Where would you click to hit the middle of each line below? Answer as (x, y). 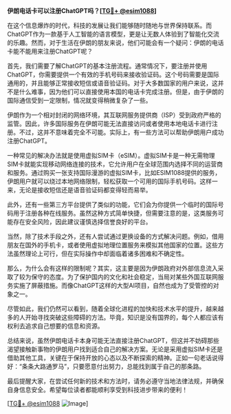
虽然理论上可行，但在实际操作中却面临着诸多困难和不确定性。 (100, 253)
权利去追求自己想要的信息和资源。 (55, 326)
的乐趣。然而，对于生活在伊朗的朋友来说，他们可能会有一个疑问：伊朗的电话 (115, 43)
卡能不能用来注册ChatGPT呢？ (50, 51)
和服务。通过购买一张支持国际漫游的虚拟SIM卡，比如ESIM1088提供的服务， (114, 173)
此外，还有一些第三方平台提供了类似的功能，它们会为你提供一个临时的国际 (112, 205)
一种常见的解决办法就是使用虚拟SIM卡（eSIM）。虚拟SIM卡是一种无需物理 (111, 155)
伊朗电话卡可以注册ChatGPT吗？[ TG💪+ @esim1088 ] (82, 11)
